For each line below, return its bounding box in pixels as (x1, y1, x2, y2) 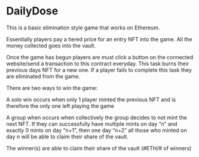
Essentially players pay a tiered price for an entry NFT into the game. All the (6, 35, 192, 43)
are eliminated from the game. (6, 73, 81, 80)
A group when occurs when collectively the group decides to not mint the (6, 114, 187, 121)
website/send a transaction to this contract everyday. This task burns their (6, 60, 189, 67)
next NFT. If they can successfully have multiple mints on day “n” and (6, 120, 177, 127)
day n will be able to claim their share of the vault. (6, 133, 128, 140)
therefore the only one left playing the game (6, 102, 115, 109)
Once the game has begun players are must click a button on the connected (6, 53, 194, 61)
